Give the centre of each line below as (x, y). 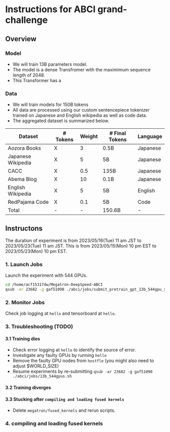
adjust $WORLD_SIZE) (36, 366)
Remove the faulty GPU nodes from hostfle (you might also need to (83, 361)
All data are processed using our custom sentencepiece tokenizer (81, 110)
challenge (27, 20)
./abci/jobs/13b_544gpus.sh (42, 376)
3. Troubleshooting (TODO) (39, 327)
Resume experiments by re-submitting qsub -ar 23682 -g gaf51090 (82, 372)
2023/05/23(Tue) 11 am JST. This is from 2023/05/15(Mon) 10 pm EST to (81, 246)
